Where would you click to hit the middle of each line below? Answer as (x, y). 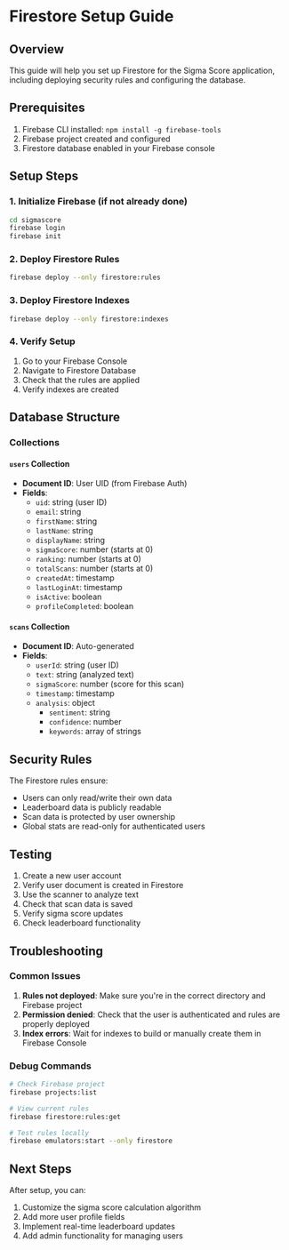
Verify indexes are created (70, 389)
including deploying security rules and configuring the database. (128, 80)
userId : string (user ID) (77, 665)
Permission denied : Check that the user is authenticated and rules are (151, 1014)
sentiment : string (80, 712)
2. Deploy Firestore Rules (64, 260)
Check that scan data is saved (77, 904)
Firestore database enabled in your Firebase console (118, 148)
